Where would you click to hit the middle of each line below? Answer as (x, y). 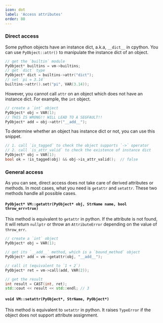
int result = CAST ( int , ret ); (36, 284)
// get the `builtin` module (35, 61)
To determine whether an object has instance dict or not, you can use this (80, 131)
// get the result (24, 279)
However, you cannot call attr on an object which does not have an (74, 93)
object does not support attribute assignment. (52, 315)
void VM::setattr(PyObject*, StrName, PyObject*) (57, 299)
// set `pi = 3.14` (25, 80)
